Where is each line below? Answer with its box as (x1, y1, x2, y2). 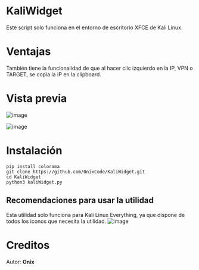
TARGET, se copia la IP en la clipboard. (6, 70, 101, 78)
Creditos (6, 238, 50, 252)
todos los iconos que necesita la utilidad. (6, 218, 107, 225)
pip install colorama (6, 163, 60, 169)
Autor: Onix (6, 258, 35, 265)
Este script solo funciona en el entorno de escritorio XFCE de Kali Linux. (6, 24, 183, 31)
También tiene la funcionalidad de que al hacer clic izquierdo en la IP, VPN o (6, 64, 193, 72)
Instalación (6, 144, 63, 157)
